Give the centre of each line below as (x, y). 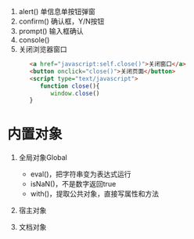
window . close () (75, 93)
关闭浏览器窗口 (43, 49)
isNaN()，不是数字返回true (73, 184)
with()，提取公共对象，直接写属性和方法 (95, 194)
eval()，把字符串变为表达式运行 (81, 174)
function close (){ (70, 86)
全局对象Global (43, 158)
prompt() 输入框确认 (51, 31)
